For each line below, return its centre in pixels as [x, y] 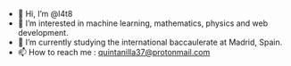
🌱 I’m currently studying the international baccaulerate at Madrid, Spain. [150, 42]
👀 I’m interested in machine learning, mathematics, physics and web [143, 23]
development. [43, 33]
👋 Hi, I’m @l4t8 [45, 14]
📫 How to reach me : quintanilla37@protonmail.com [114, 52]
